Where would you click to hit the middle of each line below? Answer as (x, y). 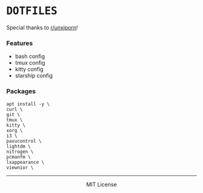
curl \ (14, 109)
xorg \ (14, 130)
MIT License (101, 184)
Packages (21, 91)
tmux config (30, 63)
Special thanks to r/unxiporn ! (42, 27)
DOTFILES (32, 11)
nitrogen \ (20, 152)
